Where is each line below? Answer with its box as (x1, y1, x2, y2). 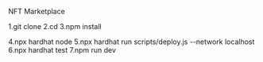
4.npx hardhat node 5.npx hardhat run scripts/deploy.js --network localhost (8, 37, 255, 46)
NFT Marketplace (8, 7, 65, 16)
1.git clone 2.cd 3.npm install (8, 22, 102, 31)
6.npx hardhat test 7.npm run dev (8, 46, 117, 54)
